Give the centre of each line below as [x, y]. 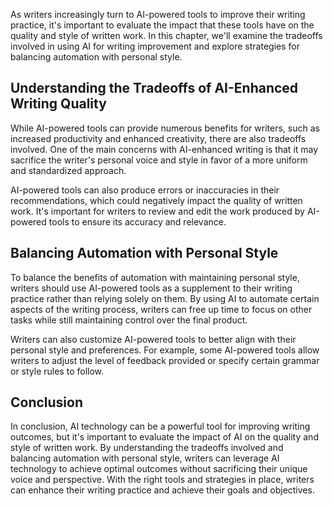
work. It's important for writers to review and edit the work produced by [157, 211]
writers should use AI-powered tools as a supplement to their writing [151, 288]
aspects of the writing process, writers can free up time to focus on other [161, 309]
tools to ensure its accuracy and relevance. [137, 221]
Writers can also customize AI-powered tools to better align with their [153, 339]
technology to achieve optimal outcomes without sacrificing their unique [159, 469]
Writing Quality [58, 104]
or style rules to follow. [57, 371]
